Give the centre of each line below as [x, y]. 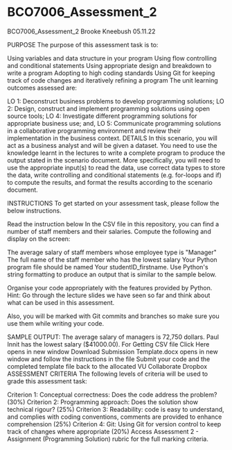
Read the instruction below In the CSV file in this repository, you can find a [113, 224]
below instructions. [34, 210]
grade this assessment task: [47, 381]
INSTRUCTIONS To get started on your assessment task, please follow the [113, 203]
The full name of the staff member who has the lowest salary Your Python [112, 259]
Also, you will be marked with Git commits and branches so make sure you [113, 316]
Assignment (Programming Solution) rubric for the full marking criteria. [108, 439]
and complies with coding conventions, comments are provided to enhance [115, 417]
